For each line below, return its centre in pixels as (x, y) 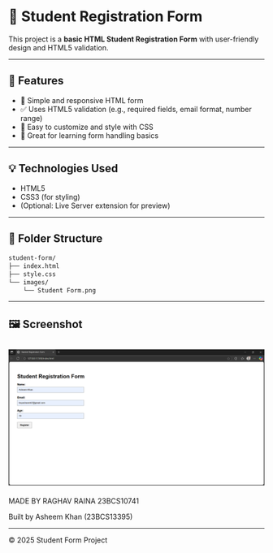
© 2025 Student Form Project (58, 540)
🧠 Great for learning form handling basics (89, 135)
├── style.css (32, 274)
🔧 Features (36, 81)
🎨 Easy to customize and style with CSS (87, 127)
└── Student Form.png (59, 291)
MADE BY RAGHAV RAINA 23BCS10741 (74, 501)
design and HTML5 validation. (58, 47)
